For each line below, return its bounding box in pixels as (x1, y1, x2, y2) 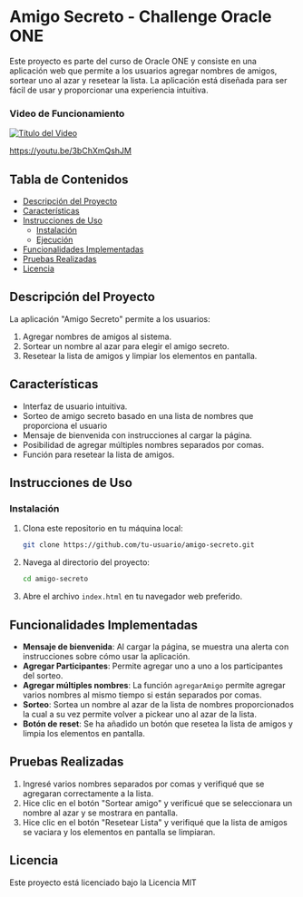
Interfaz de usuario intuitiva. (22, 401, 128, 412)
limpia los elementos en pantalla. (22, 727, 145, 738)
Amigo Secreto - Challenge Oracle (9, 6, 272, 27)
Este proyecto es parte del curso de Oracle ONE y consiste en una (9, 55, 257, 66)
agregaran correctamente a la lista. (22, 787, 154, 799)
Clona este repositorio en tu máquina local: (22, 523, 183, 534)
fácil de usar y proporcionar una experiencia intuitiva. (9, 84, 209, 95)
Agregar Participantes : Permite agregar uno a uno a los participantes (22, 660, 284, 671)
